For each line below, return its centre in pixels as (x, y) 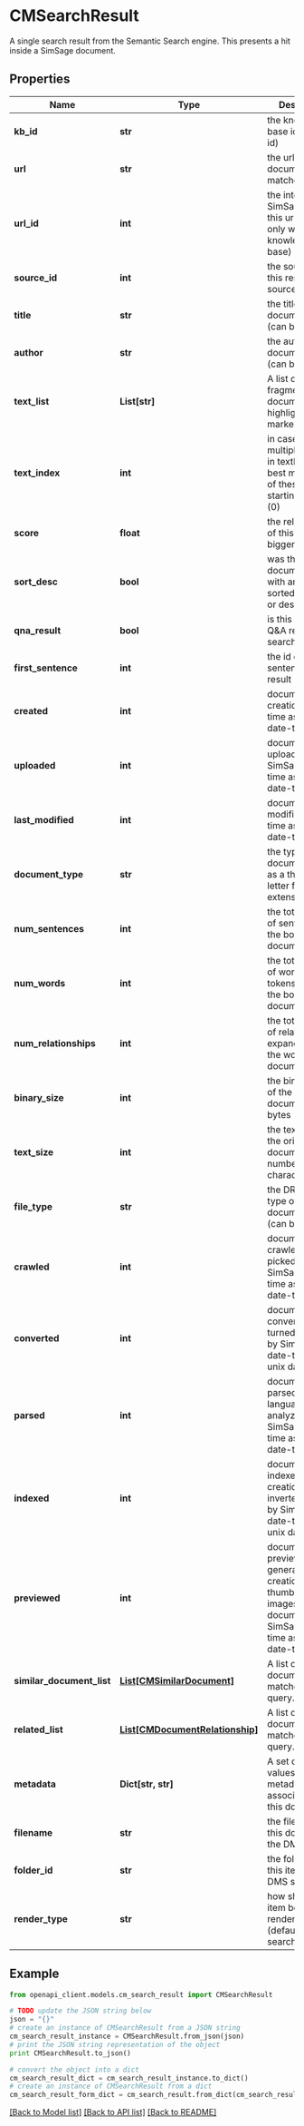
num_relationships (55, 1043)
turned (281, 1332)
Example (34, 1974)
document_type (49, 874)
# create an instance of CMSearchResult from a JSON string (125, 2028)
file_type (33, 1206)
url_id (26, 223)
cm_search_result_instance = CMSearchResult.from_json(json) (127, 2037)
